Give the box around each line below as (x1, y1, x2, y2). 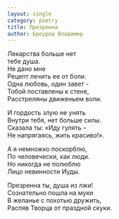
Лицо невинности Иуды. (7, 167, 80, 176)
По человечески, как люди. (7, 152, 90, 161)
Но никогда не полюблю (7, 160, 81, 169)
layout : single (7, 10, 52, 18)
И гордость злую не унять (7, 108, 86, 117)
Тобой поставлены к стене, (7, 87, 89, 96)
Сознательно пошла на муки (7, 189, 94, 197)
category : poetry (7, 17, 58, 24)
